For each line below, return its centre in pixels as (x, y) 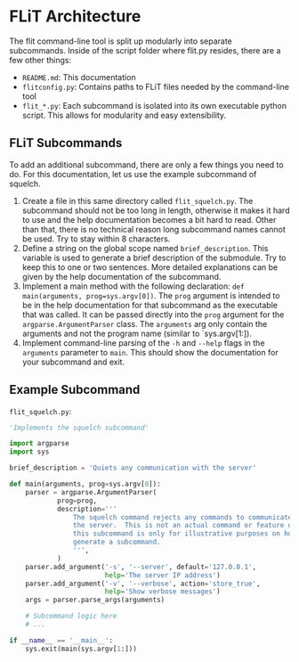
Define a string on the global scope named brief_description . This (145, 248)
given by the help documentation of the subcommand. (121, 276)
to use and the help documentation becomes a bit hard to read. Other (149, 219)
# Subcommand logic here (71, 617)
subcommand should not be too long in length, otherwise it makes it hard (156, 210)
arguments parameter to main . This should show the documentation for (150, 352)
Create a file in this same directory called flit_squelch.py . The (137, 200)
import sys (29, 452)
